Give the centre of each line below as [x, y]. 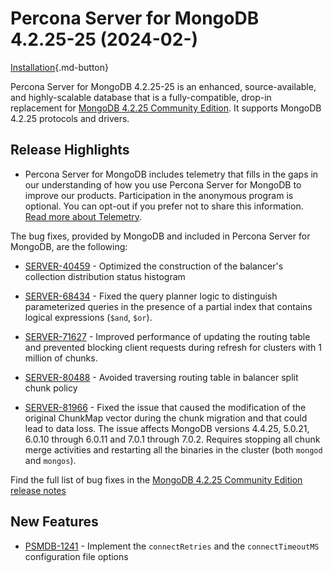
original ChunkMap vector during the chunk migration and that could [166, 418]
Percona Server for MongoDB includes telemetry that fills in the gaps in [171, 174]
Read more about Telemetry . [83, 216]
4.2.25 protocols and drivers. [70, 118]
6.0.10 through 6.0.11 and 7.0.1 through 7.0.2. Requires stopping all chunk [172, 439]
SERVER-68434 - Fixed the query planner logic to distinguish [151, 296]
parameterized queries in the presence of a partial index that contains [168, 306]
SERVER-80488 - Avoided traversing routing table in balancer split [161, 377]
